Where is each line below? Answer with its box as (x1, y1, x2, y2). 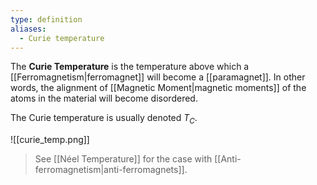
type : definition (10, 14, 83, 25)
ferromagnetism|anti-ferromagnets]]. (34, 164, 188, 176)
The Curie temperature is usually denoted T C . (10, 112, 198, 126)
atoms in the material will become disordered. (10, 92, 198, 105)
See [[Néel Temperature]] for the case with (34, 153, 213, 165)
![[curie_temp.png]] (10, 134, 90, 146)
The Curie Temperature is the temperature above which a (10, 61, 250, 73)
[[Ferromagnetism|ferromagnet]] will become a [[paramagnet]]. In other (10, 71, 306, 83)
